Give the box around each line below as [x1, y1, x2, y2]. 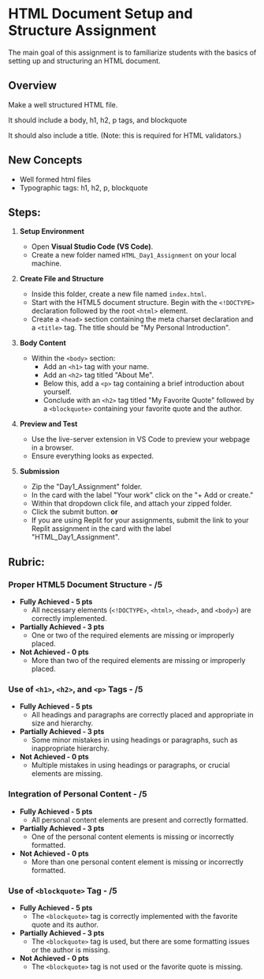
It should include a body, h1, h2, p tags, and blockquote [8, 115, 188, 125]
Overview [8, 79, 58, 92]
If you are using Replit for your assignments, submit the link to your [31, 515, 249, 525]
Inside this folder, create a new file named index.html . [31, 289, 207, 299]
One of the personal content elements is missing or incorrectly [31, 831, 235, 842]
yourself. [43, 387, 73, 397]
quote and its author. [31, 920, 99, 929]
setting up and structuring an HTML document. [8, 56, 161, 66]
